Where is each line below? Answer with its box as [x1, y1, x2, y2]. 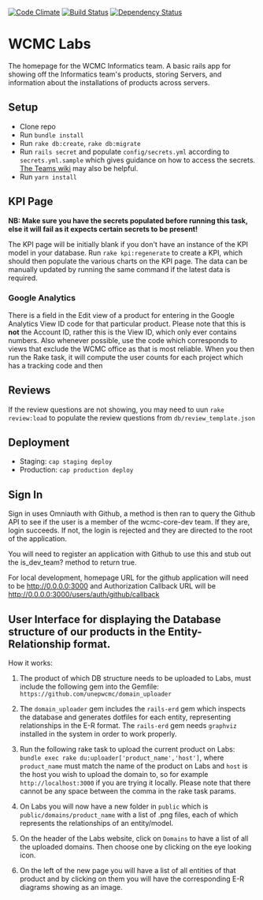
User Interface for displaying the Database [8, 612, 222, 626]
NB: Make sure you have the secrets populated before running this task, [8, 215, 248, 225]
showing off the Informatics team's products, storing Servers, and [8, 69, 222, 79]
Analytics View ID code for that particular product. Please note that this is [8, 319, 246, 328]
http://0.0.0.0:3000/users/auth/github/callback [8, 590, 160, 599]
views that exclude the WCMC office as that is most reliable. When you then [8, 344, 254, 353]
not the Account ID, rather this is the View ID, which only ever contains [8, 327, 238, 337]
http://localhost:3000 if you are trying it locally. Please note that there [19, 778, 251, 788]
